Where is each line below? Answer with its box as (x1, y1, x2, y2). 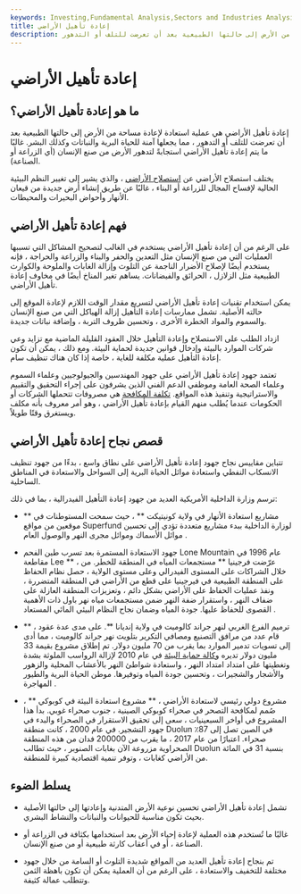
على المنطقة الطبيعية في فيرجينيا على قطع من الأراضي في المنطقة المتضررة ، (22, 575, 284, 586)
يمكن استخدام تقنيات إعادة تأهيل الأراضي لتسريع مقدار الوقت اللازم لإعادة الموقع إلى (10, 297, 291, 308)
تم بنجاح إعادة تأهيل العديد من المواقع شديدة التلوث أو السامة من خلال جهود (22, 855, 274, 866)
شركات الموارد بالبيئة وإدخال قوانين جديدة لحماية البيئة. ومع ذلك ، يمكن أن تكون (10, 343, 273, 354)
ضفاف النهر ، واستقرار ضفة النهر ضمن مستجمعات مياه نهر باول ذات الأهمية (22, 595, 273, 605)
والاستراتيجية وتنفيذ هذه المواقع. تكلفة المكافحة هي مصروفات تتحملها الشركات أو (10, 389, 279, 399)
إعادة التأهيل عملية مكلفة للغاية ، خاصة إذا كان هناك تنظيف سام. (10, 352, 222, 363)
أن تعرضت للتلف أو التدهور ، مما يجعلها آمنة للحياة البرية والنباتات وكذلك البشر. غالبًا (10, 137, 285, 147)
